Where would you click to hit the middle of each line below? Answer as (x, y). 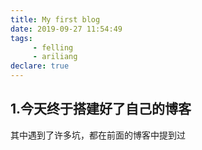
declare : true (40, 66)
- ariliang (55, 57)
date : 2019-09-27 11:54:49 (66, 29)
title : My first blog (55, 19)
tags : (21, 38)
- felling (53, 47)
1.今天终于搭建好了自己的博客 (101, 109)
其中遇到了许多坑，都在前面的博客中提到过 (98, 135)
